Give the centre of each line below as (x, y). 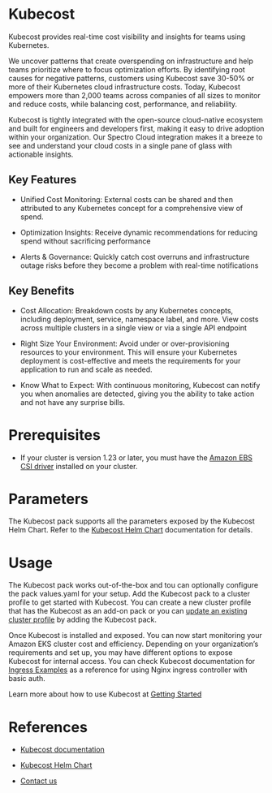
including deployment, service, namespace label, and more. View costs (139, 319)
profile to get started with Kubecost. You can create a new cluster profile (130, 602)
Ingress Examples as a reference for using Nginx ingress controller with (128, 670)
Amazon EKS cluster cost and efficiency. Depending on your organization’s (134, 644)
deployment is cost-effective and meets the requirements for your (130, 360)
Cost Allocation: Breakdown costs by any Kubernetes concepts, (127, 310)
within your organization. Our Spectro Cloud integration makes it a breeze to (136, 137)
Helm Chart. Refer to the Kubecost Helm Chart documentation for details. (131, 530)
